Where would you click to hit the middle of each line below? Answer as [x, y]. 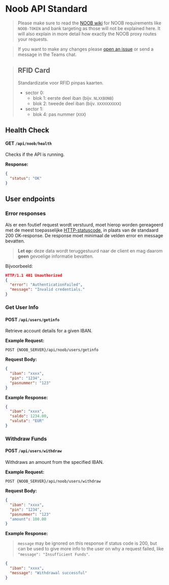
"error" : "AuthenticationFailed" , [46, 285]
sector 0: [35, 93]
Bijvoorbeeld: [19, 266]
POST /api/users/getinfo [32, 319]
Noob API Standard [46, 9]
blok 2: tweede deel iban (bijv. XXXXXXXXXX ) [77, 103]
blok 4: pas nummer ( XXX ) [59, 114]
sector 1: [34, 109]
